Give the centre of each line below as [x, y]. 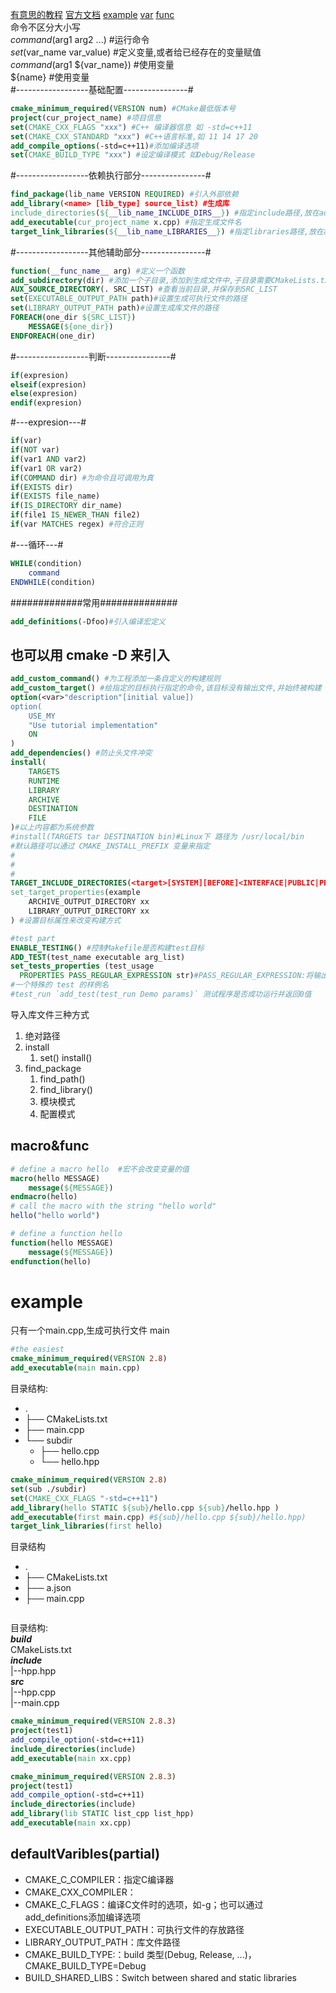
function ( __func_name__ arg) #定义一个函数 [97, 271]
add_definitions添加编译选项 [83, 1917]
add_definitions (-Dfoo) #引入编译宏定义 [88, 621]
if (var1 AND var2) [48, 459]
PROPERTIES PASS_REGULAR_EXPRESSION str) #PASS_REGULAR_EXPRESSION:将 [166, 976]
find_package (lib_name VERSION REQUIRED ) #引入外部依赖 [124, 194]
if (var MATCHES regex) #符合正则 [77, 524]
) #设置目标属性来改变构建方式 [66, 920]
